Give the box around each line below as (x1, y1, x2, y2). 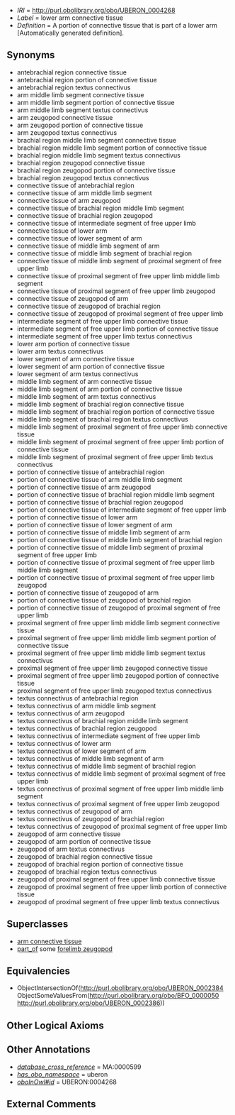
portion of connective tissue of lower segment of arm (16, 520, 173, 529)
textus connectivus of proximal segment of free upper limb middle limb (16, 784, 224, 793)
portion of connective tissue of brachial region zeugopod (16, 498, 183, 506)
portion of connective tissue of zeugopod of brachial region (16, 595, 192, 604)
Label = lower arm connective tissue (16, 13, 124, 22)
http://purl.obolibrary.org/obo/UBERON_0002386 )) (16, 999, 166, 1007)
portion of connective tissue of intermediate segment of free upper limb (16, 505, 227, 514)
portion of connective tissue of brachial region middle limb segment (16, 490, 215, 499)
